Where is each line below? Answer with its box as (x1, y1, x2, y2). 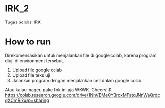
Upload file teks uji (12, 72, 50, 78)
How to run (5, 36, 51, 47)
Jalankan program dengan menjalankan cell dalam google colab (12, 77, 142, 83)
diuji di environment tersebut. (5, 57, 65, 64)
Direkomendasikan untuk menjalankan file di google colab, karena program (5, 52, 157, 58)
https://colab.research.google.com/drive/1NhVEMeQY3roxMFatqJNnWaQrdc (5, 92, 160, 98)
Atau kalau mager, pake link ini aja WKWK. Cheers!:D (5, 86, 112, 93)
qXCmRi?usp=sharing (5, 97, 49, 103)
